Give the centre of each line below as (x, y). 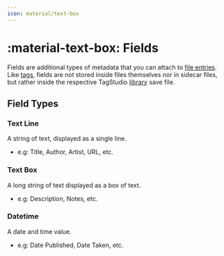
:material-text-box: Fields (83, 48)
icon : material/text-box (43, 14)
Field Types (33, 104)
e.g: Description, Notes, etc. (57, 198)
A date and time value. (39, 231)
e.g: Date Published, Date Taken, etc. (70, 245)
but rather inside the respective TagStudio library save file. (91, 82)
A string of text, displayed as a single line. (67, 139)
